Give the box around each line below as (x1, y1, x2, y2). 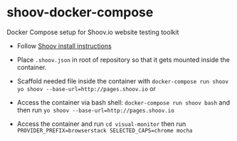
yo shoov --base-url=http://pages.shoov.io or (16, 84, 156, 93)
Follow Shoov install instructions (16, 41, 112, 50)
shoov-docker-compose (6, 4, 154, 21)
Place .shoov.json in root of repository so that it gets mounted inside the (16, 55, 231, 64)
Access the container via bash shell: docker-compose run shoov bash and (16, 98, 231, 107)
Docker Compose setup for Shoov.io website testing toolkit (6, 28, 179, 36)
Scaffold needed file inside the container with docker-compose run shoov (16, 76, 229, 85)
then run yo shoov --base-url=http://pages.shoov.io (16, 105, 175, 114)
